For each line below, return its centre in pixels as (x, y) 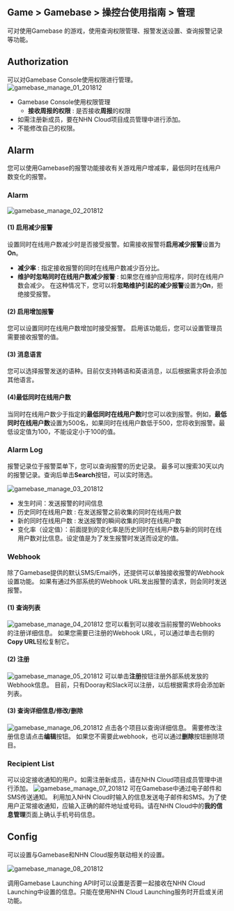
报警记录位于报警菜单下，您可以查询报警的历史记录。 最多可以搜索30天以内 (116, 466)
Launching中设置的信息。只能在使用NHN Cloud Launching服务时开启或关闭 (115, 891)
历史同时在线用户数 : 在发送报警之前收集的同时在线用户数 (99, 511)
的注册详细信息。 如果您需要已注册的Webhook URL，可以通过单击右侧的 (111, 633)
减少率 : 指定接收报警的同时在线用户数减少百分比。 (90, 268)
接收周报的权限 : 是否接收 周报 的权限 (79, 110)
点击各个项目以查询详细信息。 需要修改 (160, 727)
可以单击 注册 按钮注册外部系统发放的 (157, 676)
